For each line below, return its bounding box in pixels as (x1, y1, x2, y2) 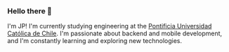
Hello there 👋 (7, 6, 53, 16)
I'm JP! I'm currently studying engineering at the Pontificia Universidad (7, 22, 212, 31)
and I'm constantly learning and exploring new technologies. (7, 37, 183, 45)
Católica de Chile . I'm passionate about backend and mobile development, (7, 29, 223, 37)
